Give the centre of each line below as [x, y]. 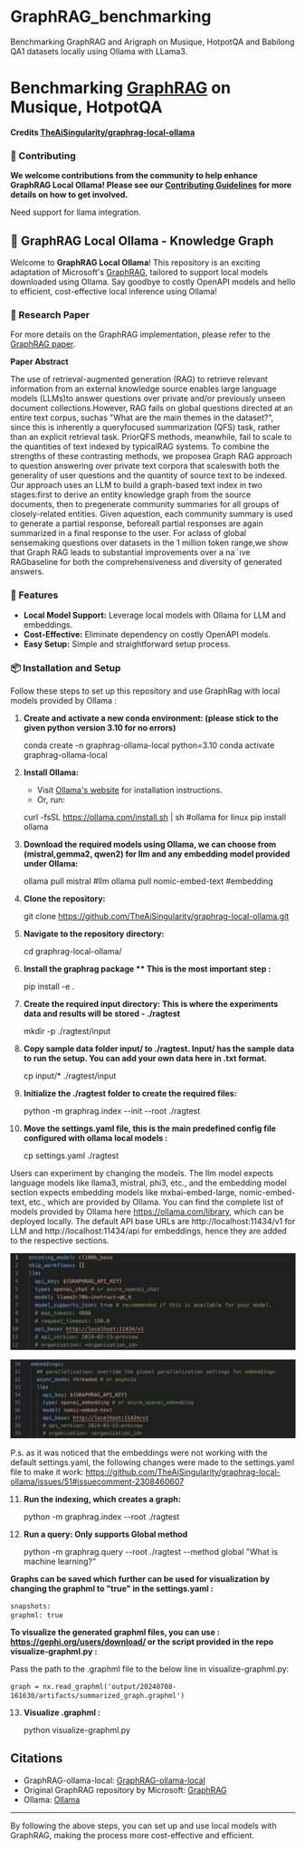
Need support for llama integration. [76, 212]
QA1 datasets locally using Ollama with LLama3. [99, 51]
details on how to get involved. [69, 195]
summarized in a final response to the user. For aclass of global [129, 533]
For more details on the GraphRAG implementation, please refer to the [140, 335]
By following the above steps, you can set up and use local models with [143, 1826]
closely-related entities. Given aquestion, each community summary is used [152, 514]
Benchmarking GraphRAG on [121, 88]
